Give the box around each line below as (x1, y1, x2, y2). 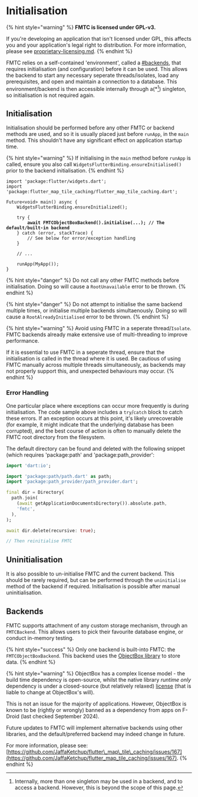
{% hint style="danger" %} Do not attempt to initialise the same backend (6, 301, 183, 308)
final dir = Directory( (6, 489, 65, 496)
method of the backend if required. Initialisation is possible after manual (6, 583, 180, 590)
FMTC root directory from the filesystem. (6, 433, 105, 441)
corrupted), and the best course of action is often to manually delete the (6, 427, 181, 434)
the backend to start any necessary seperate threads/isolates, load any (6, 71, 179, 79)
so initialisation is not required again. (6, 92, 95, 99)
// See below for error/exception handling (27, 235, 136, 242)
